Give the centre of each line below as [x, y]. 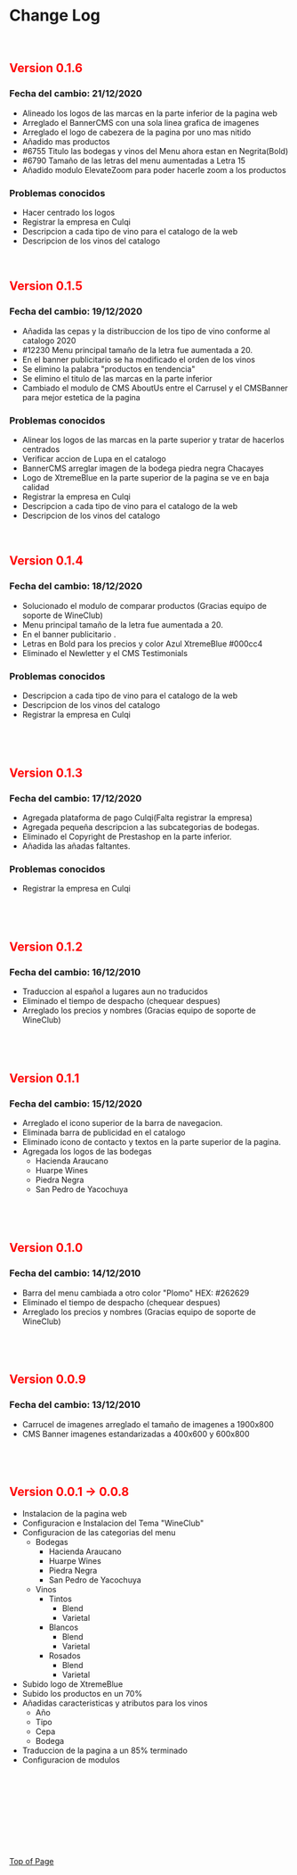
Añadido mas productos [66, 141]
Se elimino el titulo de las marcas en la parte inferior [117, 378]
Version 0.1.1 [44, 1078]
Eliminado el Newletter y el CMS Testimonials [105, 653]
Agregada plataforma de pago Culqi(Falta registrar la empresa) [137, 818]
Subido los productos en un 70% [82, 1693]
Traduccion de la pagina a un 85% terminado [105, 1750]
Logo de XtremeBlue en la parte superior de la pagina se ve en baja [145, 477]
